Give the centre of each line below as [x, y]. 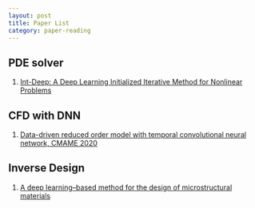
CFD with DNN [45, 115]
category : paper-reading [50, 30]
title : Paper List [39, 23]
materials [35, 195]
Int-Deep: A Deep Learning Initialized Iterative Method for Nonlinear [131, 82]
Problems [36, 90]
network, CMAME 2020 [59, 143]
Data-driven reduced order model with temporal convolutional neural [133, 135]
